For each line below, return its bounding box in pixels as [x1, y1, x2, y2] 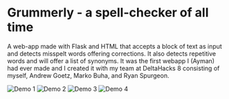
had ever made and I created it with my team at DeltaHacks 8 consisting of [7, 64, 220, 72]
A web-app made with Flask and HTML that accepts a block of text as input [7, 42, 223, 50]
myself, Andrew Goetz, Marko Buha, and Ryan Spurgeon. [7, 71, 170, 80]
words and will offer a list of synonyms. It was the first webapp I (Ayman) [7, 56, 215, 65]
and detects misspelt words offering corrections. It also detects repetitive [7, 49, 217, 58]
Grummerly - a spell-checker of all [7, 5, 209, 21]
